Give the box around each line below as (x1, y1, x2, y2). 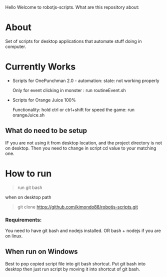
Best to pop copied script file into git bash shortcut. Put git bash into (5, 260, 146, 266)
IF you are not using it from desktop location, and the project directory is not (5, 139, 162, 145)
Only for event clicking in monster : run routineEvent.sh (12, 87, 126, 93)
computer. (5, 43, 26, 49)
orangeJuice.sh (12, 112, 45, 118)
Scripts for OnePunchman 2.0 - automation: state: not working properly (12, 77, 159, 83)
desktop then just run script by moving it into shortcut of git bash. (5, 266, 140, 272)
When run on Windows (5, 247, 78, 256)
